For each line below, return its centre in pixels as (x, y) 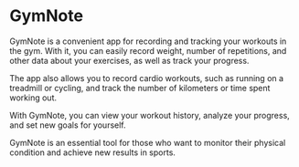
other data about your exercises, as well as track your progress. (129, 60)
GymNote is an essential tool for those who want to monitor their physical (148, 142)
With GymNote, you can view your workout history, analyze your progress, (149, 115)
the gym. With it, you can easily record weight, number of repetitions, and (148, 50)
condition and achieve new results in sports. (93, 152)
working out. (33, 98)
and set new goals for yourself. (68, 125)
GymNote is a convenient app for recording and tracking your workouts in (148, 41)
